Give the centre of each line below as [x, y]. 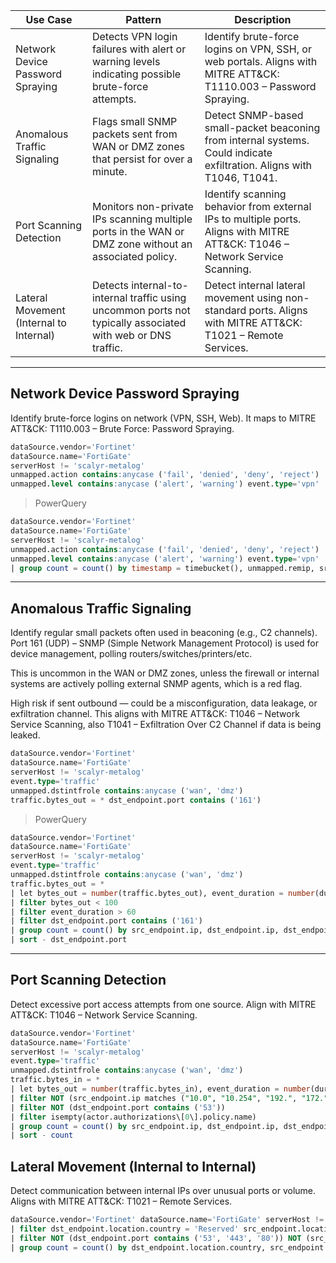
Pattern [143, 19]
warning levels [126, 61]
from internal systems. [257, 140]
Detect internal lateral [255, 285]
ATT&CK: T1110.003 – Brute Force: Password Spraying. [122, 428]
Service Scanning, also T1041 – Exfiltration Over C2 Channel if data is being [166, 725]
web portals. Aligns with [261, 61]
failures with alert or [139, 49]
